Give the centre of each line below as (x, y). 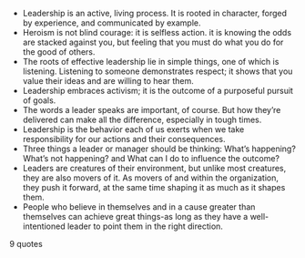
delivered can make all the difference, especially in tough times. (142, 119)
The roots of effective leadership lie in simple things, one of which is (151, 62)
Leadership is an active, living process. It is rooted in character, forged (155, 13)
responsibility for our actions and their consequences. (124, 139)
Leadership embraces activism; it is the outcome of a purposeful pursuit (158, 91)
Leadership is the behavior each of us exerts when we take (133, 129)
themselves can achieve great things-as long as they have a (135, 217)
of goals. (39, 100)
